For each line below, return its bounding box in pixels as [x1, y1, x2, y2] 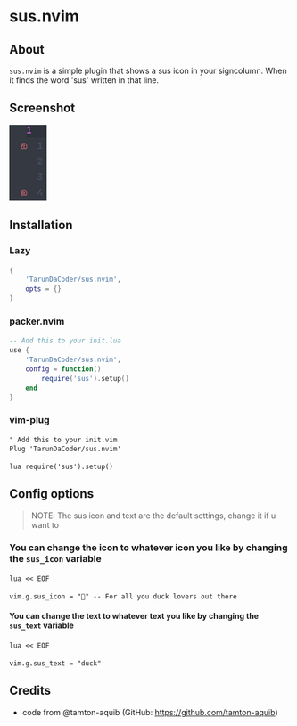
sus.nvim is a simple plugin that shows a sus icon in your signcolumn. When [9, 65, 287, 76]
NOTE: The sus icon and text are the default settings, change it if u [30, 510, 276, 521]
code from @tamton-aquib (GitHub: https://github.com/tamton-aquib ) [21, 706, 278, 717]
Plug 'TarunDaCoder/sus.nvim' [9, 444, 122, 453]
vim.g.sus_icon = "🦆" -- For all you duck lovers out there [9, 591, 238, 601]
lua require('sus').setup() [9, 462, 114, 471]
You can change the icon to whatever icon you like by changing [9, 541, 288, 554]
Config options [9, 486, 95, 501]
